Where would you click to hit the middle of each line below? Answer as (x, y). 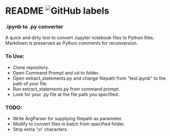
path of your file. (30, 83)
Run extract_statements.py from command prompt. (66, 89)
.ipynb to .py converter (34, 27)
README (25, 11)
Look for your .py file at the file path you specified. (66, 94)
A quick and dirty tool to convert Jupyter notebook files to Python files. (80, 38)
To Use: (15, 56)
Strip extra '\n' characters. (40, 129)
